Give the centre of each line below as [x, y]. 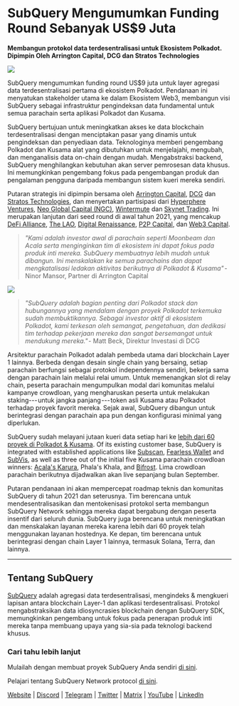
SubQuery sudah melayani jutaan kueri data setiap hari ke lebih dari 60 [111, 436]
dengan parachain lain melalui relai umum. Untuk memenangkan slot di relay [119, 377]
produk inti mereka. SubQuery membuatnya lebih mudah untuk [117, 253]
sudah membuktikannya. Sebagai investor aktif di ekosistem [113, 318]
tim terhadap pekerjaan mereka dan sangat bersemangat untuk [118, 333]
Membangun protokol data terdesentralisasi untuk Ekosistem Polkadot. [115, 48]
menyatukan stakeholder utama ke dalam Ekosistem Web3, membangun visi [119, 98]
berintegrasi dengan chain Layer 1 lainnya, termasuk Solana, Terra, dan [111, 541]
